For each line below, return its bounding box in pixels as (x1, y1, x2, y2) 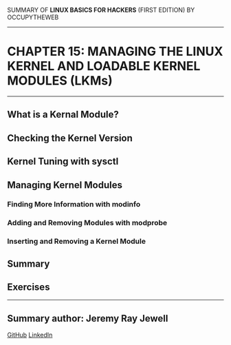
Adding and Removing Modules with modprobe (7, 218, 168, 228)
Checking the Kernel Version (7, 132, 133, 144)
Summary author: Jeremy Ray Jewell (7, 313, 168, 324)
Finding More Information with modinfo (7, 200, 141, 209)
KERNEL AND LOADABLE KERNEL (7, 59, 201, 74)
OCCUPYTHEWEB (7, 13, 59, 21)
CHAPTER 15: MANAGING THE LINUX (7, 44, 223, 59)
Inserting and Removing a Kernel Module (7, 237, 146, 247)
